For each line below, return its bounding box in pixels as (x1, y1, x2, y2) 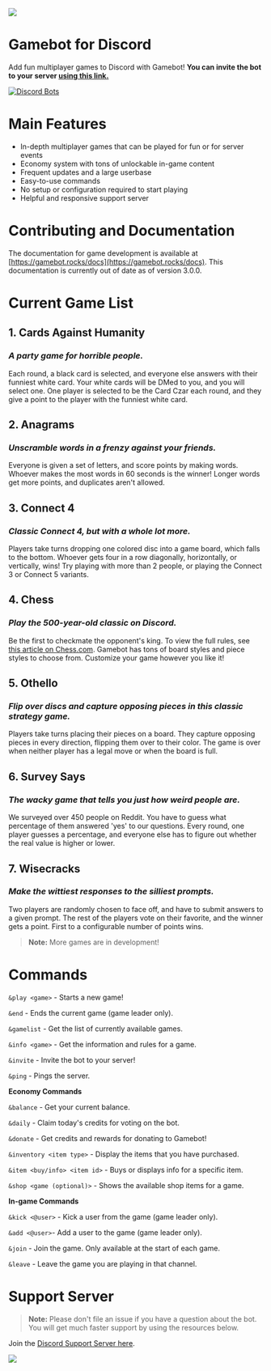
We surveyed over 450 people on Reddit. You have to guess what (8, 813, 227, 822)
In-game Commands (8, 1196, 79, 1206)
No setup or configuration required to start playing (19, 185, 188, 194)
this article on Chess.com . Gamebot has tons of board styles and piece (8, 644, 245, 654)
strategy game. (8, 711, 71, 722)
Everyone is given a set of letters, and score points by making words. (8, 461, 239, 470)
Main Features (8, 115, 107, 134)
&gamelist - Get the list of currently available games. (8, 1024, 184, 1034)
